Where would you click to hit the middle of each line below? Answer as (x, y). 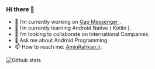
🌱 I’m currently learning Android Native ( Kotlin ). (73, 28)
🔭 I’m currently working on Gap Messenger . (68, 22)
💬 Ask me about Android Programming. (62, 41)
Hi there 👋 (20, 9)
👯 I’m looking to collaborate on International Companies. (82, 34)
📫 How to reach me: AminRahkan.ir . (58, 47)
